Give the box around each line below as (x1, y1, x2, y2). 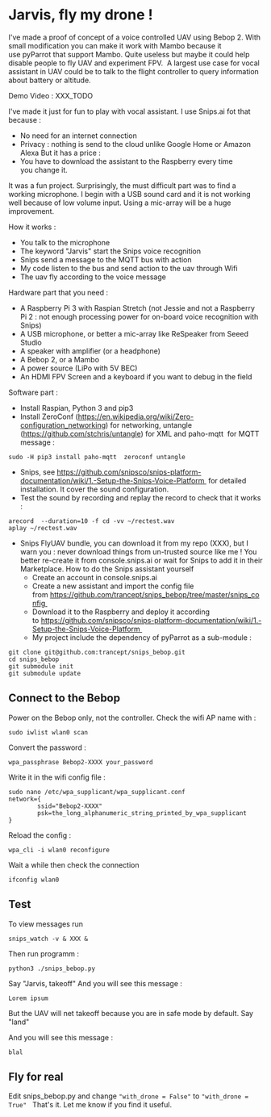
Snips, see (19, 466, 56, 477)
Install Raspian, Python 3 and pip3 (19, 403, 134, 412)
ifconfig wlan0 (8, 876, 60, 884)
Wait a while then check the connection (8, 860, 140, 869)
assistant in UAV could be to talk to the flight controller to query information (8, 66, 260, 76)
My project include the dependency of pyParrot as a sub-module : (31, 632, 252, 642)
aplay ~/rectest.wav (8, 524, 78, 532)
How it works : (8, 222, 56, 232)
